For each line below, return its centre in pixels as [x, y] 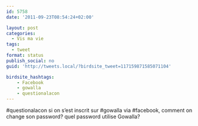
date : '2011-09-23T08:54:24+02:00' [50, 17]
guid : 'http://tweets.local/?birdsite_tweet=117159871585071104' [89, 66]
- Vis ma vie [28, 39]
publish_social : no [30, 61]
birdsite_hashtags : [30, 77]
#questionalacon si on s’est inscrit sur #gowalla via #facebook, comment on [99, 110]
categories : [21, 33]
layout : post [22, 28]
